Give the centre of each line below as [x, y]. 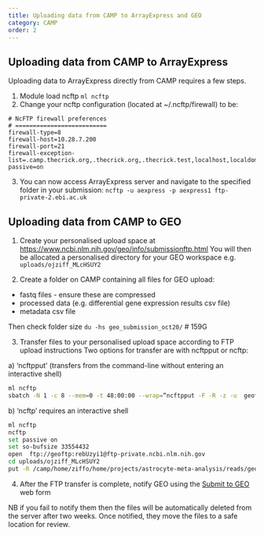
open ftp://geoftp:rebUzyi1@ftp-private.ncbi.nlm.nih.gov [107, 454]
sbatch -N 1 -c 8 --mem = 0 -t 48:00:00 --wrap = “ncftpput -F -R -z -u [123, 395]
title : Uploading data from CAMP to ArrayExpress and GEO [105, 15]
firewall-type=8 [35, 133]
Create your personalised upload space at [87, 240]
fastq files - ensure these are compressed [87, 295]
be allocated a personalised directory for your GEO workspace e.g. [128, 257]
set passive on [33, 440]
